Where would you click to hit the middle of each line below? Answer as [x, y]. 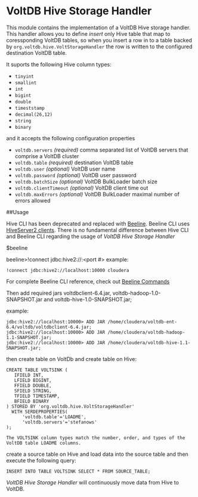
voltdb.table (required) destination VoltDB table [74, 162]
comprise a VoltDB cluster [47, 156]
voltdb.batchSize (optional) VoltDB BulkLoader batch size [86, 181]
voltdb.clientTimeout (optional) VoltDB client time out [81, 188]
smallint [26, 83]
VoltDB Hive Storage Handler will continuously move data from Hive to [92, 482]
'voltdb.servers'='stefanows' [59, 422]
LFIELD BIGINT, [33, 380]
